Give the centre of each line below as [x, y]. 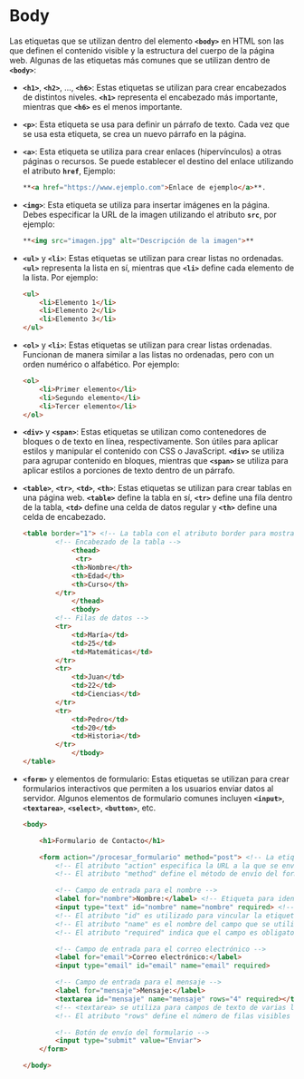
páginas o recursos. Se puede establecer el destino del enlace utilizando [158, 161]
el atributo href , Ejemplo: [69, 171]
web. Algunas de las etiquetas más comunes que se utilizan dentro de [140, 60]
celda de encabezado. [64, 517]
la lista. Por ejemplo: [60, 277]
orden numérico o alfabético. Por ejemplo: [101, 365]
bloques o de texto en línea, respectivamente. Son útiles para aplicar [150, 442]
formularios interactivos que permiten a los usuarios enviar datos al [148, 788]
